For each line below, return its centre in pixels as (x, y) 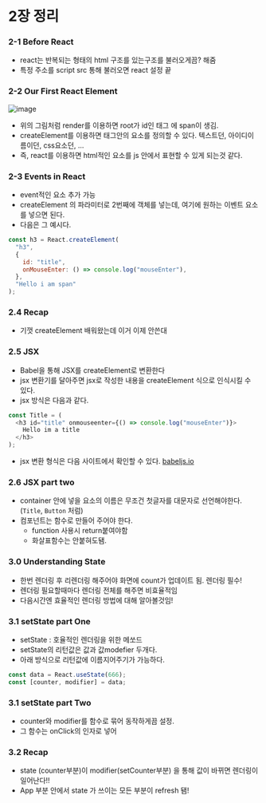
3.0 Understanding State (57, 562)
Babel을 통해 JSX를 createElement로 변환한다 (92, 370)
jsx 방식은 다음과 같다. (54, 400)
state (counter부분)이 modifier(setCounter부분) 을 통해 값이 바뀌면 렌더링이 (139, 770)
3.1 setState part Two (50, 702)
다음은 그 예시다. (45, 225)
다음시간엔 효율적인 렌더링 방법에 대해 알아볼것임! (96, 600)
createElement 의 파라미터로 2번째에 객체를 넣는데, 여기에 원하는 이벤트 (132, 205)
